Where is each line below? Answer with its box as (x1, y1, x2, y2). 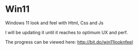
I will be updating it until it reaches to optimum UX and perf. (5, 29, 128, 35)
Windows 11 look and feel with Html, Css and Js (5, 20, 104, 26)
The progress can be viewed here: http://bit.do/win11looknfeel (5, 39, 133, 45)
